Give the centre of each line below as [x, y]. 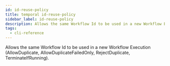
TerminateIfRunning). [27, 58]
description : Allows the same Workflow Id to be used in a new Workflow [83, 24]
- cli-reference [27, 33]
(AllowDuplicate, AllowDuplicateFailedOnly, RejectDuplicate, [68, 52]
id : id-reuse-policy [27, 10]
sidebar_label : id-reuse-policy [39, 19]
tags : [11, 28]
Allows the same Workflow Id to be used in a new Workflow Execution [78, 47]
